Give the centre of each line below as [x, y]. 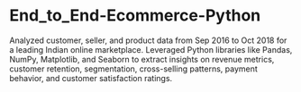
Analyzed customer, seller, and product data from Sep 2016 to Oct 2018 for [148, 40]
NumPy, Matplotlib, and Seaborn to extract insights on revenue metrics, [142, 59]
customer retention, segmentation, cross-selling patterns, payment [134, 69]
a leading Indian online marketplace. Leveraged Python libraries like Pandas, [151, 49]
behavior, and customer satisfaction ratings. [91, 78]
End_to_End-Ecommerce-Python [135, 16]
